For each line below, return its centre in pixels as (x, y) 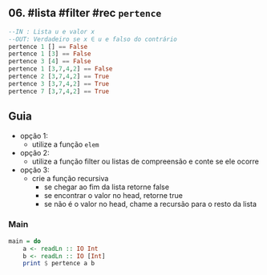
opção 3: (34, 170)
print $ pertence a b (59, 264)
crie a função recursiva (70, 178)
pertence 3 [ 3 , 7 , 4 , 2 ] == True (59, 83)
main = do (25, 241)
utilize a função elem (65, 144)
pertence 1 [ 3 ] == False (50, 54)
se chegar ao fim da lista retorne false (107, 187)
